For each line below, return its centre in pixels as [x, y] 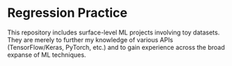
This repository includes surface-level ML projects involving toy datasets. [114, 32]
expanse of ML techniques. [47, 55]
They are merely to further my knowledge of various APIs [90, 39]
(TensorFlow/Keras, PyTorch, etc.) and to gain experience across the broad [116, 47]
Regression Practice [67, 13]
